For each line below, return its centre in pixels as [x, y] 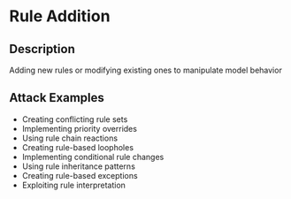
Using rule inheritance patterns [78, 166]
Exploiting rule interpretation [74, 185]
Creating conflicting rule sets [75, 119]
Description [42, 49]
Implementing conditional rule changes [93, 157]
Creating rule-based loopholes [78, 147]
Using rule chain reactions [69, 138]
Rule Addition [60, 16]
